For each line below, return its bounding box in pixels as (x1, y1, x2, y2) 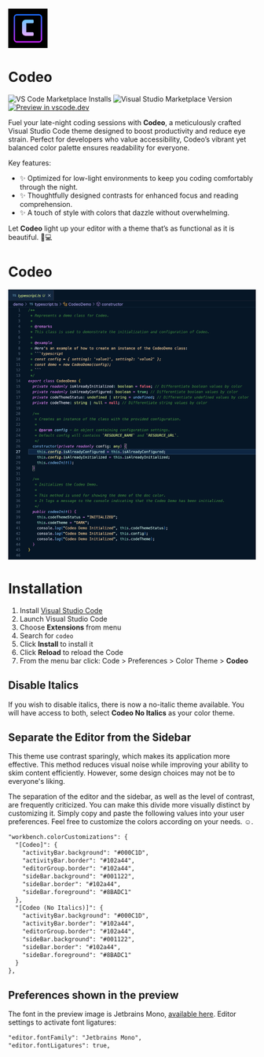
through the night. (19, 182, 79, 191)
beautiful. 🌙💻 (8, 232, 53, 242)
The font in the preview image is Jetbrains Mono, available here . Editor (8, 1009, 237, 1019)
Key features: (8, 158, 51, 168)
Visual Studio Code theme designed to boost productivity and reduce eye (8, 126, 246, 135)
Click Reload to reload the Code (19, 647, 123, 657)
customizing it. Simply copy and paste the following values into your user (8, 808, 245, 819)
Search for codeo (19, 630, 74, 640)
